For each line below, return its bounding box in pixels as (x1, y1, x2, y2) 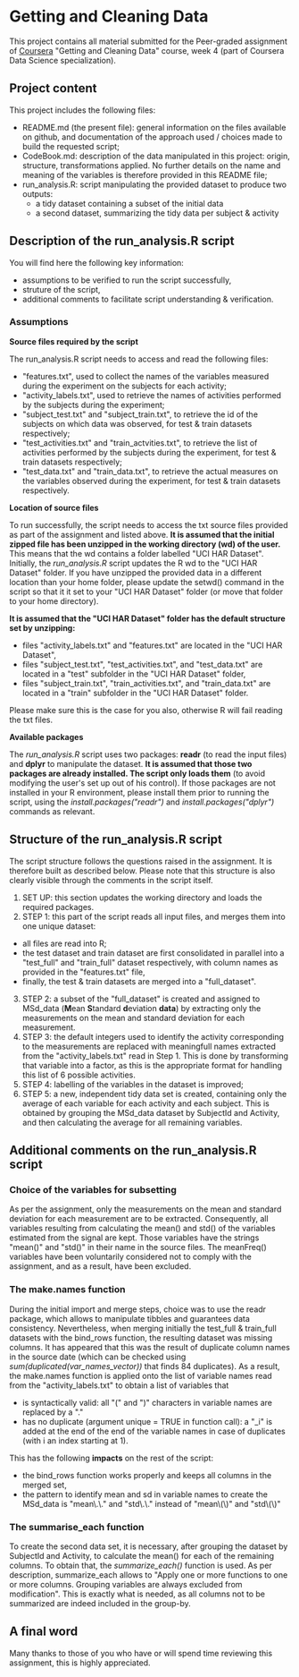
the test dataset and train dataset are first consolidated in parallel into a (21, 947, 285, 958)
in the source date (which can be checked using (9, 1351, 187, 1362)
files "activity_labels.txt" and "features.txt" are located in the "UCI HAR (21, 640, 283, 651)
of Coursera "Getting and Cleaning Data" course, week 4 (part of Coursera (9, 45, 285, 55)
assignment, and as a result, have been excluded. (9, 1261, 192, 1272)
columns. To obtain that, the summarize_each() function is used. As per (9, 1560, 272, 1571)
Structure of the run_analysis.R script (9, 832, 223, 847)
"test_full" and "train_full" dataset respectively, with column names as (21, 957, 278, 967)
